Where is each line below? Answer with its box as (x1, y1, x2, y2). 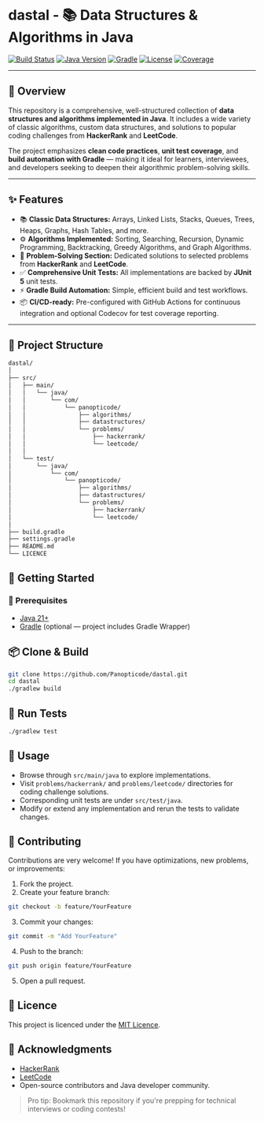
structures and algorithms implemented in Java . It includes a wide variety (8, 113, 251, 123)
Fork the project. (19, 879, 74, 889)
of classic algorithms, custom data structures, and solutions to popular (8, 122, 237, 132)
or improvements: (8, 864, 65, 874)
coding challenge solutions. (19, 787, 109, 796)
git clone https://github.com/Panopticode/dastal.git (8, 670, 189, 678)
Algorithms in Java (8, 28, 134, 46)
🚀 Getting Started (8, 572, 95, 585)
